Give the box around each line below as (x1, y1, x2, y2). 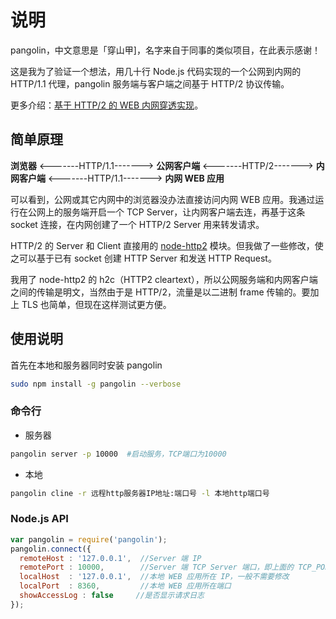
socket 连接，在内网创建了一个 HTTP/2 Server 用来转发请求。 (10, 218, 265, 230)
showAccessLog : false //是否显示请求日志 (19, 591, 205, 601)
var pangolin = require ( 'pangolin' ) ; (10, 534, 168, 545)
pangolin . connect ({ (10, 544, 92, 554)
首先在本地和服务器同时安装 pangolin (10, 359, 163, 371)
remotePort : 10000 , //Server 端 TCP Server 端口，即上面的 (19, 562, 295, 573)
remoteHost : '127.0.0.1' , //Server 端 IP (19, 553, 202, 563)
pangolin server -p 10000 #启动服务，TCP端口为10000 (10, 449, 227, 459)
